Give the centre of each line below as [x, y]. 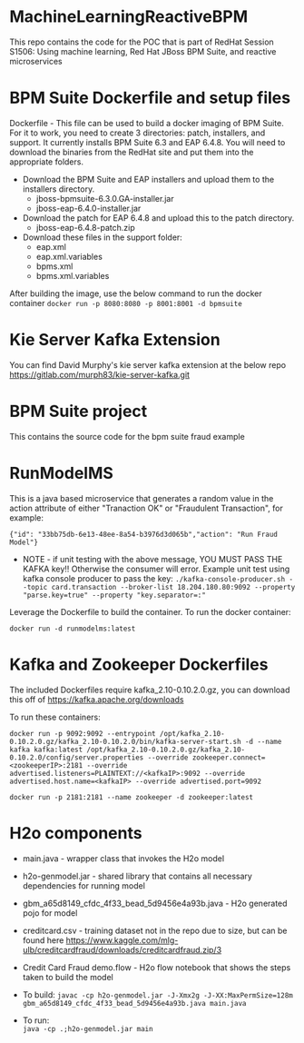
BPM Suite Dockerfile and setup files [150, 98]
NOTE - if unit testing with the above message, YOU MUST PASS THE [152, 559]
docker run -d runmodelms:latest [73, 629]
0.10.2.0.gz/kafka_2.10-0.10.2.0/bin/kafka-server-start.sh [126, 741]
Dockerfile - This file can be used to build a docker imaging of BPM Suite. [147, 123]
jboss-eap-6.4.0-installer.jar [88, 208]
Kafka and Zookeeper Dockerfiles [139, 664]
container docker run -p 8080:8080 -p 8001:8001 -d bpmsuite [126, 303]
